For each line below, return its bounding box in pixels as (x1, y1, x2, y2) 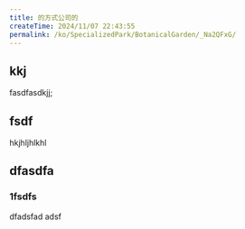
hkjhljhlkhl (9, 137, 47, 148)
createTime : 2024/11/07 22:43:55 (9, 22, 136, 31)
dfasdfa (9, 163, 54, 179)
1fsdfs (9, 190, 38, 203)
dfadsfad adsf (9, 211, 61, 222)
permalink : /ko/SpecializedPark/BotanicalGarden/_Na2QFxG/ (9, 30, 237, 39)
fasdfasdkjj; (9, 87, 53, 98)
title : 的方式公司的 (9, 13, 79, 23)
